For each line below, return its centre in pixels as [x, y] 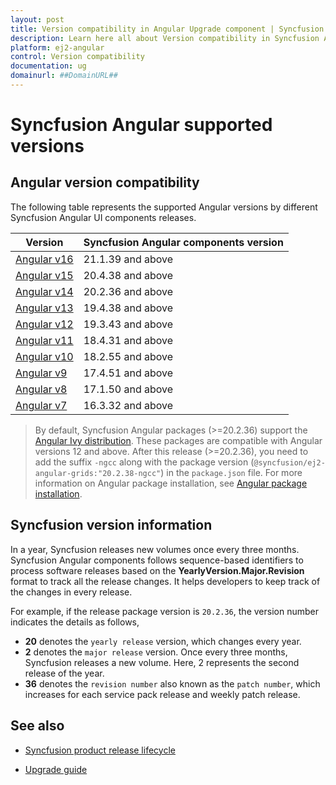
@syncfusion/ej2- [289, 462]
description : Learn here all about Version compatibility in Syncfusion [165, 38]
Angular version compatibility [105, 182]
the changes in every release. [71, 592]
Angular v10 [44, 356]
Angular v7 [41, 405]
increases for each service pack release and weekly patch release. [162, 694]
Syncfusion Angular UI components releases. [103, 217]
